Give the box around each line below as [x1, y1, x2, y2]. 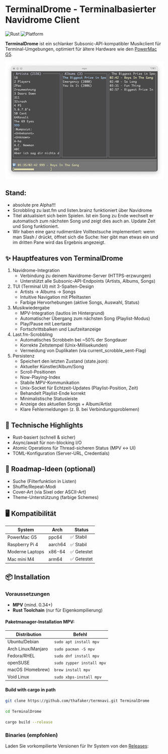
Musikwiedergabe [12, 305, 50, 311]
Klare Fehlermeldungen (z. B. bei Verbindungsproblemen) [20, 406, 140, 412]
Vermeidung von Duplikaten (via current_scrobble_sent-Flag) [20, 348, 146, 354]
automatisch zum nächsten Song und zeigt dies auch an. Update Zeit [12, 218, 156, 224]
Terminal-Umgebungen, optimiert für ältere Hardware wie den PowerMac [5, 46, 157, 52]
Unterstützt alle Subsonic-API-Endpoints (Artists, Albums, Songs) [20, 278, 156, 284]
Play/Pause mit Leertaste [20, 321, 72, 327]
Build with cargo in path [5, 687, 56, 693]
